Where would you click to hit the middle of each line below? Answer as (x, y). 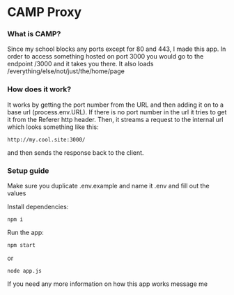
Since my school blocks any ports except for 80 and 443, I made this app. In (117, 49)
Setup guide (28, 170)
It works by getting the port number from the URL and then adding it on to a (116, 105)
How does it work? (39, 89)
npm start (22, 245)
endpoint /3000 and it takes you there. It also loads (80, 64)
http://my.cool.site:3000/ (46, 139)
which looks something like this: (53, 127)
